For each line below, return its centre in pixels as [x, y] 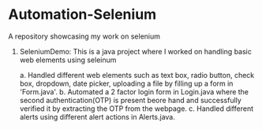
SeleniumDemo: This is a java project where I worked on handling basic [136, 51]
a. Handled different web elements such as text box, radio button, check [137, 75]
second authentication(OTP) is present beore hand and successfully [131, 100]
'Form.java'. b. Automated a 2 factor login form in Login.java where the [134, 91]
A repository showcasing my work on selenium [84, 36]
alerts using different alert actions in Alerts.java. [97, 116]
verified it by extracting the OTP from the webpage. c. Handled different [137, 109]
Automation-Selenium [82, 15]
